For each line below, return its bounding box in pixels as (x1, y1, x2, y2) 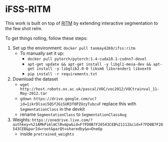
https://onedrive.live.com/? (32, 117, 93, 122)
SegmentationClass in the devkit (20, 106, 85, 112)
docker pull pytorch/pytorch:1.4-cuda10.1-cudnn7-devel (27, 56, 147, 61)
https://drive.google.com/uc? (33, 96, 97, 101)
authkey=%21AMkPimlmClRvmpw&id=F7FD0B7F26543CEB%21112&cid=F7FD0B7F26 (12, 122, 163, 127)
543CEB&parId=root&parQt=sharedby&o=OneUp (12, 126, 103, 131)
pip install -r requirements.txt (27, 71, 98, 76)
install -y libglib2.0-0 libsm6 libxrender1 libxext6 (37, 66, 151, 71)
